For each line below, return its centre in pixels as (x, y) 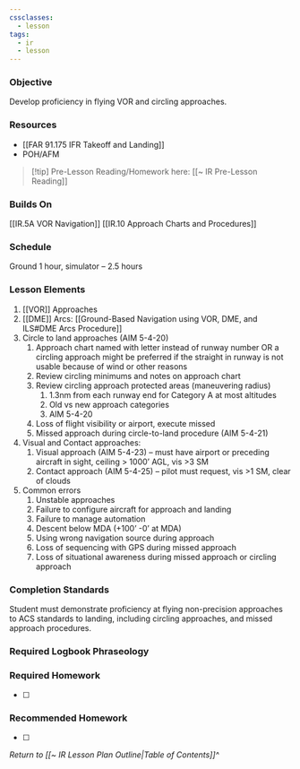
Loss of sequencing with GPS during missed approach (136, 547)
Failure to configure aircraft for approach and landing (133, 509)
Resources (33, 125)
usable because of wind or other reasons (111, 366)
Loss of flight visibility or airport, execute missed (125, 423)
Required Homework (55, 675)
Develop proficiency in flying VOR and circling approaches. (118, 102)
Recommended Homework (69, 718)
